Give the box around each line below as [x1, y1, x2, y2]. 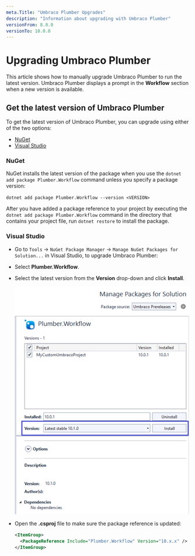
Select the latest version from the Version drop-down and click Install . [14, 274, 185, 281]
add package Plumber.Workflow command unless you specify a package [6, 176, 178, 183]
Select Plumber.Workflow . [14, 263, 80, 270]
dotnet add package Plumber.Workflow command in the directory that [6, 212, 172, 219]
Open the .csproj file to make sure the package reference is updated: [14, 520, 182, 527]
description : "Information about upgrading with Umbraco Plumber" [6, 15, 171, 22]
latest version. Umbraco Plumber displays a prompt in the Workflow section [6, 80, 189, 87]
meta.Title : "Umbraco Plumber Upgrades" [6, 9, 106, 15]
